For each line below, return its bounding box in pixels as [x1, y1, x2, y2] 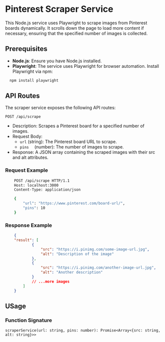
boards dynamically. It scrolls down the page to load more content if [5, 25, 144, 31]
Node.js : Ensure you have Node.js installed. [12, 58, 102, 64]
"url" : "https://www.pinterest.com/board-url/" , [23, 201, 125, 206]
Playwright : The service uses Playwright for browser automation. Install [12, 63, 160, 69]
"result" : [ [14, 238, 39, 243]
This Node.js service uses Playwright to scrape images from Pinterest [5, 20, 148, 26]
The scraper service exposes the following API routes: [5, 105, 116, 111]
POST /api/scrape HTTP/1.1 [14, 178, 70, 183]
